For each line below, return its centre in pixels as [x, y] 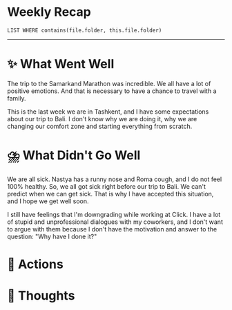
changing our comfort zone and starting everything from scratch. [100, 126]
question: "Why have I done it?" [52, 236]
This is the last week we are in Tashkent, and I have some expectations [108, 112]
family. [17, 98]
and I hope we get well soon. [48, 201]
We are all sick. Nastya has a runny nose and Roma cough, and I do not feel [115, 179]
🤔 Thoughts [41, 296]
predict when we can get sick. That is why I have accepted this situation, [110, 194]
